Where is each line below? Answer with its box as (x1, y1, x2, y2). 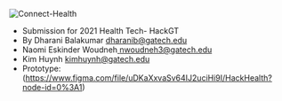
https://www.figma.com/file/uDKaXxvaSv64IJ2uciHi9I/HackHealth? (25, 73, 273, 83)
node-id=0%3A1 (21, 82, 83, 92)
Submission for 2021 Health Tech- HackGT (21, 26, 180, 35)
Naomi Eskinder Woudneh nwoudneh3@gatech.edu (21, 44, 213, 55)
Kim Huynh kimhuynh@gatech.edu (21, 54, 150, 64)
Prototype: (21, 63, 61, 74)
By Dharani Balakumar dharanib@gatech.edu (21, 35, 188, 45)
